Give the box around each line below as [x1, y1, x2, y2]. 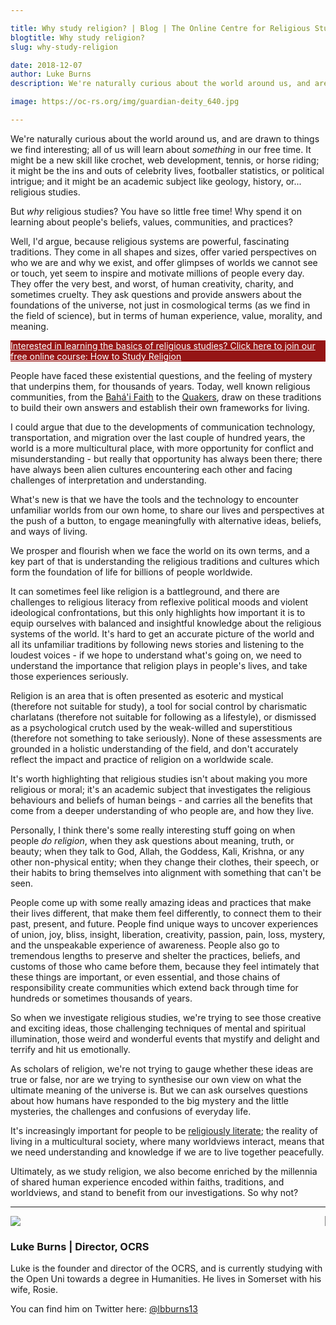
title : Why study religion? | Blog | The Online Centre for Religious [10, 23, 311, 33]
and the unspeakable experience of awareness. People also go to [10, 939, 280, 951]
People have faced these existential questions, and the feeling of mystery [10, 369, 313, 381]
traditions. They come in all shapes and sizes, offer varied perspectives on [10, 246, 317, 258]
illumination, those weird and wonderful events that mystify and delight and [10, 1032, 320, 1045]
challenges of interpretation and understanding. [10, 474, 207, 486]
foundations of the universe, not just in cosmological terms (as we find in [10, 299, 311, 311]
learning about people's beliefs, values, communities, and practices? [10, 216, 293, 228]
